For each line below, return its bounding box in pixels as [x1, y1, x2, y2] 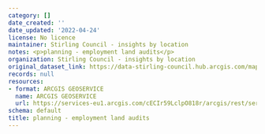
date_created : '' [8, 19, 65, 27]
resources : [8, 77, 44, 85]
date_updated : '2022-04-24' [8, 26, 101, 34]
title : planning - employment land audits [8, 114, 150, 122]
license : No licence [8, 33, 77, 42]
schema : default [8, 107, 62, 115]
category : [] [8, 11, 51, 20]
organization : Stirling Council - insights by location [8, 56, 196, 64]
